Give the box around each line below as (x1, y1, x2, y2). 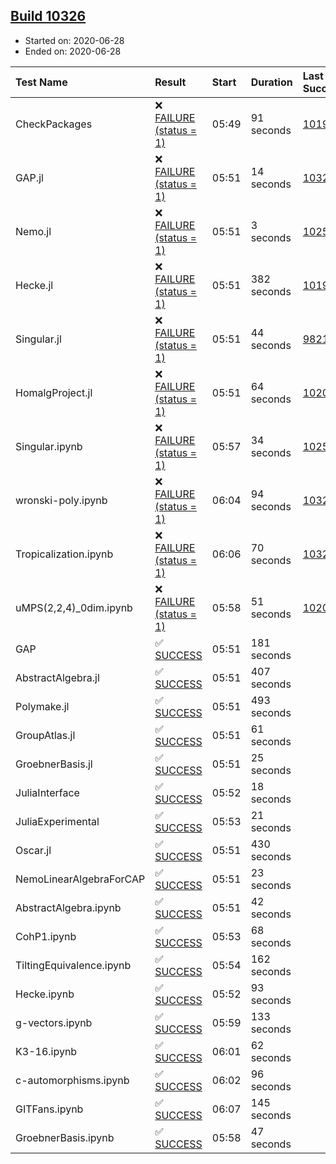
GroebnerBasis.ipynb (15, 1130, 115, 1144)
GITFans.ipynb (15, 1102, 84, 1116)
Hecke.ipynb (15, 987, 75, 1001)
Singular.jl (15, 332, 62, 346)
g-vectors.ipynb (15, 1015, 93, 1029)
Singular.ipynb (15, 439, 83, 453)
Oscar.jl (15, 843, 52, 857)
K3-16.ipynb (15, 1044, 78, 1058)
